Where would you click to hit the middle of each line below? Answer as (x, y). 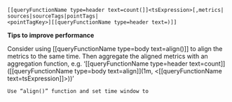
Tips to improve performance (51, 35)
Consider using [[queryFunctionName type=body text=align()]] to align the (115, 49)
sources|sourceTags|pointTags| (53, 16)
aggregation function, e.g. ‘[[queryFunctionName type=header (97, 64)
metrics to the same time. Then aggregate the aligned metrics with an (108, 56)
